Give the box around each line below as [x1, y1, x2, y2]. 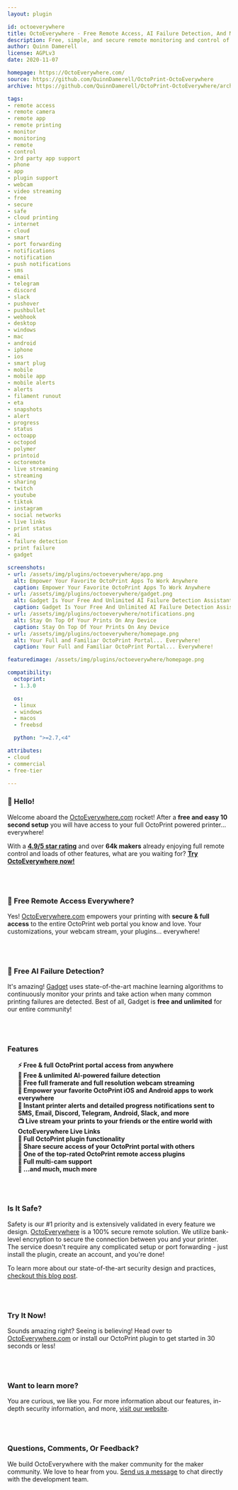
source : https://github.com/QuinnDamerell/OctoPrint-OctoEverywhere [7, 75, 214, 82]
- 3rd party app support [7, 154, 81, 162]
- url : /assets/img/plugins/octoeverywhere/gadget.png [7, 591, 173, 598]
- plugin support [7, 175, 59, 182]
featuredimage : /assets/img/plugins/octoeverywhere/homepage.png [7, 656, 204, 663]
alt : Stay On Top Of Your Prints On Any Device [13, 616, 157, 624]
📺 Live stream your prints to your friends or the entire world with [17, 1117, 212, 1125]
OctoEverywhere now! [7, 857, 75, 865]
